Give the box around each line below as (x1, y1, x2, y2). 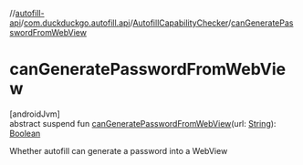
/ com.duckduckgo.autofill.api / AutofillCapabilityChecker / (20, 17, 232, 28)
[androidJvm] (9, 108, 61, 119)
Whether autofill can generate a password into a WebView (9, 145, 228, 156)
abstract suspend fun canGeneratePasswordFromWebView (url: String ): (9, 118, 277, 129)
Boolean (9, 128, 41, 139)
